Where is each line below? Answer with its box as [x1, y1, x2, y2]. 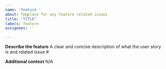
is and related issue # [5, 49, 49, 55]
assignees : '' [5, 26, 35, 31]
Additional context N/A [5, 59, 53, 65]
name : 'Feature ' [5, 7, 41, 12]
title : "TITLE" [5, 16, 37, 21]
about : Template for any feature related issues [5, 12, 108, 17]
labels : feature [5, 21, 39, 26]
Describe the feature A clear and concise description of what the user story [5, 44, 162, 50]
